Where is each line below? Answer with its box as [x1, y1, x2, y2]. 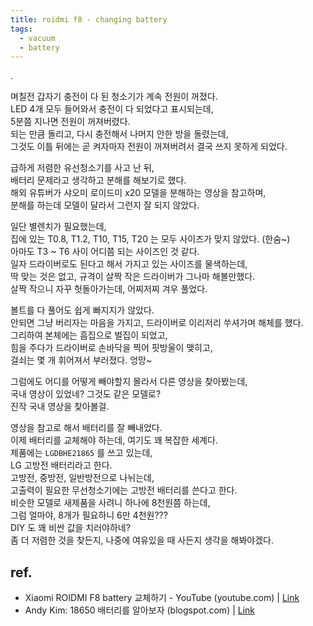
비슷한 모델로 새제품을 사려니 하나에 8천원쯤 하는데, [10, 497, 211, 509]
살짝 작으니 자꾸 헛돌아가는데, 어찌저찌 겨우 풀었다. [10, 283, 208, 295]
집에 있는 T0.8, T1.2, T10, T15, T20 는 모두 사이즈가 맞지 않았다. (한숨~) [10, 233, 291, 245]
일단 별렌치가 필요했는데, [10, 221, 107, 233]
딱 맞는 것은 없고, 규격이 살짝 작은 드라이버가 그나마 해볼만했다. [10, 271, 256, 283]
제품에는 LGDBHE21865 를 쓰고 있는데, [10, 447, 153, 459]
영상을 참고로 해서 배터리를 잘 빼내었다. [10, 422, 163, 434]
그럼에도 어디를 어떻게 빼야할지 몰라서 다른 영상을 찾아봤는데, [10, 376, 248, 388]
